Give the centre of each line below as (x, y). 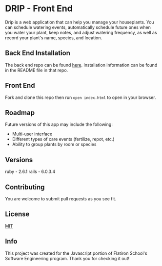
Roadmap (20, 112)
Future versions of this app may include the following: (59, 124)
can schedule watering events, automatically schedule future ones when (78, 27)
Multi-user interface (32, 134)
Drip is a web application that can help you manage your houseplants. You (80, 22)
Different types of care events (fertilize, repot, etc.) (63, 139)
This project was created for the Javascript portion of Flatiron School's (76, 253)
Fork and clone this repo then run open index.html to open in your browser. (81, 97)
